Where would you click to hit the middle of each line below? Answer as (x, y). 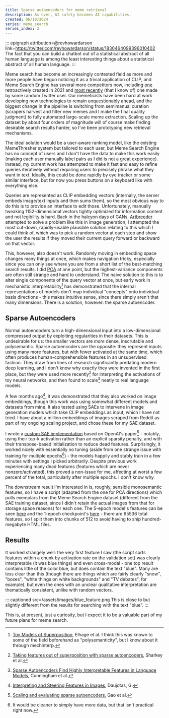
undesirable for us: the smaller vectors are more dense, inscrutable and (79, 341)
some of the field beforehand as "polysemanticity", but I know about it (85, 640)
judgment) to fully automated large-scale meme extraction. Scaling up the (82, 117)
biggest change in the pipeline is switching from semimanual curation (77, 106)
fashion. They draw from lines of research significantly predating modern (81, 362)
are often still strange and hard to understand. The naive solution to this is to (84, 275)
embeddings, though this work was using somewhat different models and (81, 402)
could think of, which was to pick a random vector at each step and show (81, 233)
